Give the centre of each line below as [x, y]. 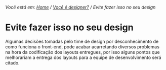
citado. [12, 62]
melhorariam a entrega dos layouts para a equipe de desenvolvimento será [83, 57]
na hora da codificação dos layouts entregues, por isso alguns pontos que [83, 52]
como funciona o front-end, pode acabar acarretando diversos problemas [82, 47]
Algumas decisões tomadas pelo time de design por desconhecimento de [82, 41]
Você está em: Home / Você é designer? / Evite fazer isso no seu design [80, 7]
